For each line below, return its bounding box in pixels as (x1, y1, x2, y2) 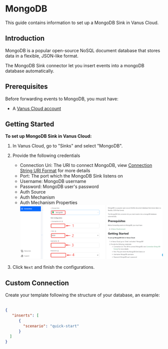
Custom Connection (5, 279, 69, 287)
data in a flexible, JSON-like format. (5, 53, 79, 59)
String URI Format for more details (19, 167, 90, 173)
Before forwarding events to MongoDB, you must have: (5, 96, 118, 102)
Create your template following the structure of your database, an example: (5, 292, 160, 298)
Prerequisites (5, 82, 48, 91)
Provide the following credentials (12, 152, 80, 158)
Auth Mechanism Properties (19, 200, 77, 206)
